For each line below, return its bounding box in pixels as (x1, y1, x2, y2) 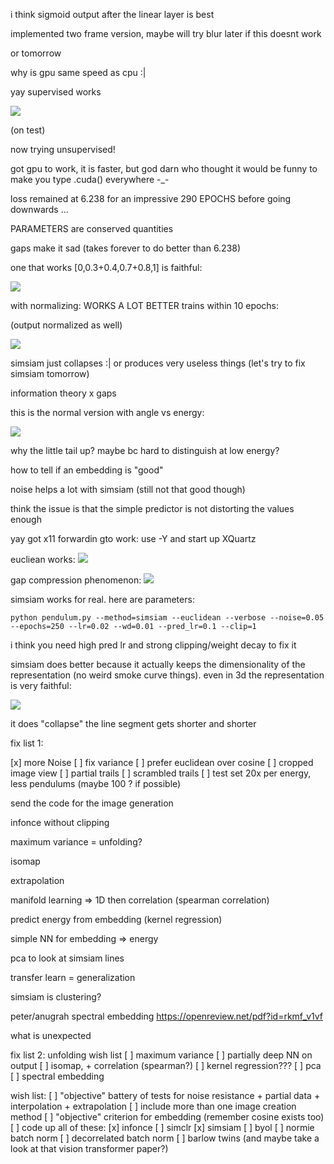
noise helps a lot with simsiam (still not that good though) (10, 484, 246, 495)
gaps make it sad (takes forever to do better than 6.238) (10, 242, 242, 254)
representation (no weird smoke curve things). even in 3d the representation (10, 669, 325, 681)
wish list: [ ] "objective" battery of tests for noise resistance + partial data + (10, 1090, 321, 1101)
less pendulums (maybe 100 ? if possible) (10, 778, 182, 789)
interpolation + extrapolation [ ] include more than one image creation (10, 1100, 297, 1112)
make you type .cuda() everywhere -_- (10, 174, 170, 185)
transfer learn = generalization (10, 972, 136, 983)
